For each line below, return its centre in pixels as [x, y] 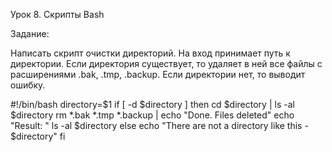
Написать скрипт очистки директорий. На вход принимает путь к [150, 53]
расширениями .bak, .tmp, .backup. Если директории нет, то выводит [158, 74]
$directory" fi [38, 136]
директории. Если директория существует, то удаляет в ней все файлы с [166, 63]
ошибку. [28, 85]
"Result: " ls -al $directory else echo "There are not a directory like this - [159, 125]
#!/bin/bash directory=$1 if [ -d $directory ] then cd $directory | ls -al [152, 104]
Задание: [30, 33]
